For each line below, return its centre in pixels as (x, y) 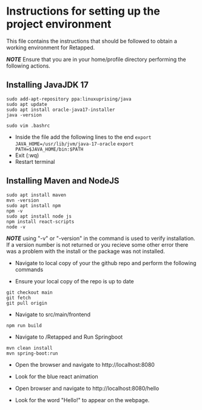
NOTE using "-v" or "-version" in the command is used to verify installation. (101, 238)
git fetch (19, 298)
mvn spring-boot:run (32, 353)
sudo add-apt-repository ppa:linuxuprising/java (69, 99)
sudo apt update (27, 104)
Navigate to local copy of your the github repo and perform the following (106, 263)
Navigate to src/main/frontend (53, 314)
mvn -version (23, 200)
